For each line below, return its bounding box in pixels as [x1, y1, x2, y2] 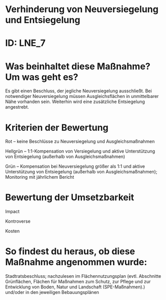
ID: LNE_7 [5, 37, 46, 49]
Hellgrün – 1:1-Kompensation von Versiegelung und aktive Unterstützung [5, 148, 155, 155]
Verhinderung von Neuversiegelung [5, 4, 158, 15]
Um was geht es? [5, 71, 78, 83]
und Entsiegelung [5, 14, 80, 26]
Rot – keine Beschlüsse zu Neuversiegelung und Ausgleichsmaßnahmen [5, 138, 155, 144]
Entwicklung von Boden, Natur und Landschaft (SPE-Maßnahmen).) [5, 284, 145, 290]
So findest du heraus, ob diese [5, 246, 135, 257]
